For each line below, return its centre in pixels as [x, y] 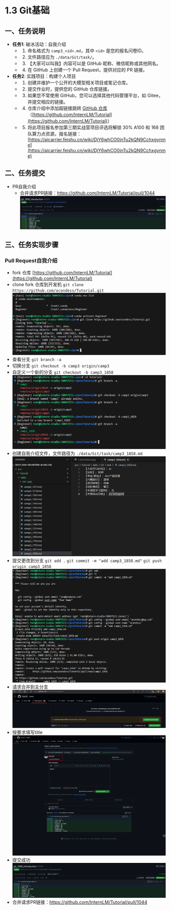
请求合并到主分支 [30, 687]
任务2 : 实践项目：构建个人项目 [44, 76]
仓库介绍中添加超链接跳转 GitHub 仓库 [67, 108]
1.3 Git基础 [27, 10]
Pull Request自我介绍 [31, 261]
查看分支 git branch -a [37, 359]
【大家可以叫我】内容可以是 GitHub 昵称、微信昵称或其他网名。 [94, 63]
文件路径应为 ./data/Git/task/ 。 [62, 57]
